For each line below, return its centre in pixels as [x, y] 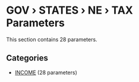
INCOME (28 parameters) [46, 72]
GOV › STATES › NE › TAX [70, 10]
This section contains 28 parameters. [52, 39]
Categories [27, 58]
